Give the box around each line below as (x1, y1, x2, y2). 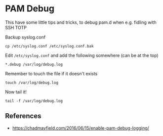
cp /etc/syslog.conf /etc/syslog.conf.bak (5, 44, 94, 48)
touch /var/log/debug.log (5, 80, 58, 85)
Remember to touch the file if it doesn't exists (5, 70, 98, 77)
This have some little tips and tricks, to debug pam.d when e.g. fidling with (5, 19, 157, 25)
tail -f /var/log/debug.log (5, 98, 63, 103)
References (5, 112, 41, 120)
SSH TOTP (5, 24, 27, 30)
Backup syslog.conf (5, 34, 46, 40)
